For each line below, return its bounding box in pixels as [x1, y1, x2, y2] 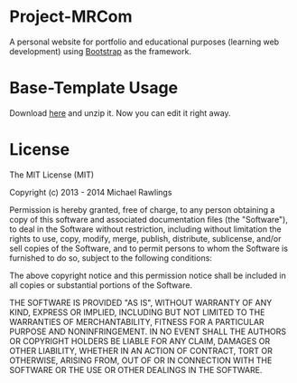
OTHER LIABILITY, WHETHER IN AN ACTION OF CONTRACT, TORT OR [9, 345, 273, 356]
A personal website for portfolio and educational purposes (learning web [9, 36, 280, 47]
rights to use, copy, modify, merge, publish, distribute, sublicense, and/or [9, 233, 282, 244]
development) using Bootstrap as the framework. [9, 45, 192, 56]
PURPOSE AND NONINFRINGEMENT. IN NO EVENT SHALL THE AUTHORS [9, 326, 287, 337]
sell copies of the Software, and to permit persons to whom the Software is [9, 243, 289, 254]
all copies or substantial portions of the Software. [9, 279, 192, 291]
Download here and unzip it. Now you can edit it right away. [9, 107, 232, 119]
